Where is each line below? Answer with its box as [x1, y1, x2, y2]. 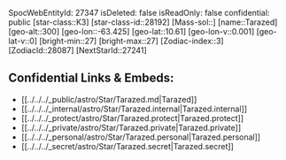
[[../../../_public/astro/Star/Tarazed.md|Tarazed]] [20, 94, 197, 104]
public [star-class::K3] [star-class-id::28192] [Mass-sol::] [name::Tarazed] [8, 17, 278, 27]
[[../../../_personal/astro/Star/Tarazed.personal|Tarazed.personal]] [20, 132, 261, 142]
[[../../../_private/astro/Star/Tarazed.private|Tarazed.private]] [20, 122, 242, 133]
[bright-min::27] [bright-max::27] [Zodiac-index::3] [38, 35, 224, 46]
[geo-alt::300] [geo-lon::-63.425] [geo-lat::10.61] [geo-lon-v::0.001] [8, 27, 255, 36]
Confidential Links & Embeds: [8, 71, 174, 86]
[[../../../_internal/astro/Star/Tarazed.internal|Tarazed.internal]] [20, 103, 248, 114]
